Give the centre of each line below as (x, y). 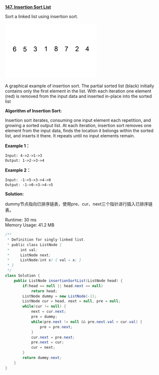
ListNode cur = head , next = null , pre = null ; (71, 301)
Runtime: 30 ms (21, 220)
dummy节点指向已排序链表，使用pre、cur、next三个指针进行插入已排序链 (79, 204)
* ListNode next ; (29, 255)
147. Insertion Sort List (28, 7)
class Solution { (23, 276)
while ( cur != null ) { (44, 306)
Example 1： (18, 146)
